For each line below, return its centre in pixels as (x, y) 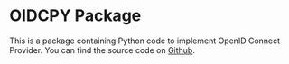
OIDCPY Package (75, 16)
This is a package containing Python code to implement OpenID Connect (145, 41)
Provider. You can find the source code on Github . (103, 50)
